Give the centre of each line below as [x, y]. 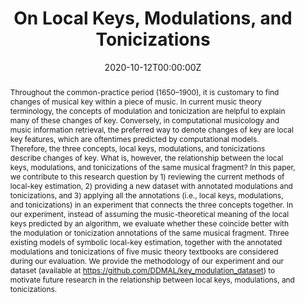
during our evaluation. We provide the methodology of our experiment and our [147, 260]
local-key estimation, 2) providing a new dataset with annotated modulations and [151, 185]
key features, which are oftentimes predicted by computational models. [134, 138]
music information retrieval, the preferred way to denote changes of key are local [151, 129]
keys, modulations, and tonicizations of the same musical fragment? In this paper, [152, 167]
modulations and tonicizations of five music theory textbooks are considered [144, 251]
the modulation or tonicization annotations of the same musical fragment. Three [149, 232]
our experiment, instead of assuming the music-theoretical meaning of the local [149, 213]
